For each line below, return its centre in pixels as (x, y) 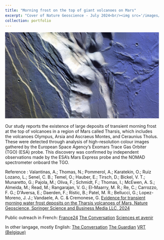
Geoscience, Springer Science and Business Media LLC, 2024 (68, 208)
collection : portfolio (28, 20)
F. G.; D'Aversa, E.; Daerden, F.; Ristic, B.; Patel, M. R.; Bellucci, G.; (72, 193)
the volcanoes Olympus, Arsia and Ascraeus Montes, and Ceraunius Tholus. (82, 137)
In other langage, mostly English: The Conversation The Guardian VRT (75, 227)
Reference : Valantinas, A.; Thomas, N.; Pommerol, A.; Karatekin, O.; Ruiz (78, 172)
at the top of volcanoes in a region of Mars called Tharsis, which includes (79, 131)
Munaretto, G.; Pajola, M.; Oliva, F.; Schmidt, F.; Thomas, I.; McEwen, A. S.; (80, 182)
